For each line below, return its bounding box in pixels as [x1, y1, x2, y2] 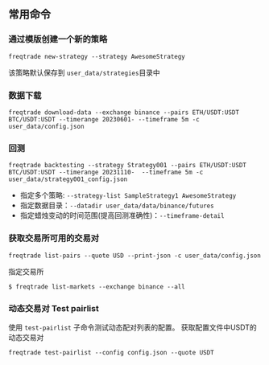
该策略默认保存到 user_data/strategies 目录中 [8, 68, 161, 77]
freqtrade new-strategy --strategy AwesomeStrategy [8, 52, 185, 60]
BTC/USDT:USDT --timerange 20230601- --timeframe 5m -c [8, 115, 200, 123]
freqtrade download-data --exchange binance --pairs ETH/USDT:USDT [8, 108, 240, 117]
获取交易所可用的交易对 [8, 232, 99, 244]
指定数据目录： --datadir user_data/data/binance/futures [19, 200, 215, 211]
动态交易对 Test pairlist [8, 302, 99, 314]
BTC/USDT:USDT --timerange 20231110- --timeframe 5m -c [8, 168, 204, 177]
